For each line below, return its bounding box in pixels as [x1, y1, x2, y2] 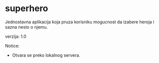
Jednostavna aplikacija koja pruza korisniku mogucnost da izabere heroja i [5, 19, 155, 25]
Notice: [5, 43, 20, 48]
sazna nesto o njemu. [5, 24, 48, 30]
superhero [5, 3, 49, 14]
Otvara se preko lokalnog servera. [12, 52, 80, 58]
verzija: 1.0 [5, 33, 27, 39]
